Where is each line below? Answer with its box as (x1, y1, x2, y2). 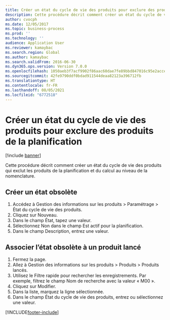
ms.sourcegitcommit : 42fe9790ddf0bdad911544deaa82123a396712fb (5, 74, 142, 79)
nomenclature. (5, 173, 35, 179)
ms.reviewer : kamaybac (5, 45, 53, 50)
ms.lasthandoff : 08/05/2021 (5, 87, 65, 93)
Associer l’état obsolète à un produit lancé (5, 243, 141, 252)
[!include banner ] (5, 153, 41, 159)
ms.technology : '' (5, 36, 44, 41)
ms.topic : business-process (5, 26, 65, 31)
